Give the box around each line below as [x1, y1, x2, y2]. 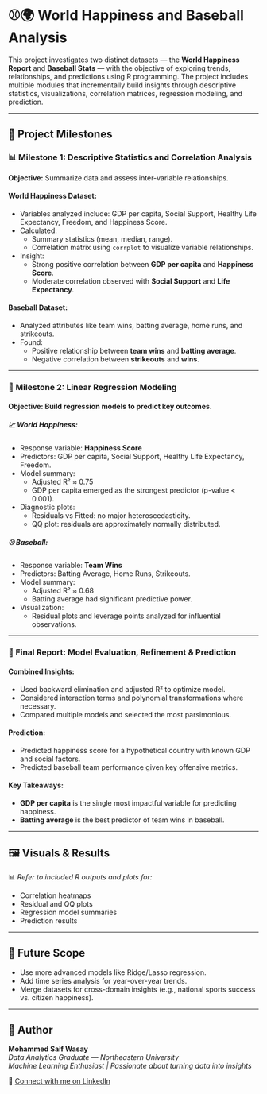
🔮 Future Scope [8, 946, 86, 960]
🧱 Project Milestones [8, 128, 113, 141]
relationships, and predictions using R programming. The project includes [8, 72, 249, 81]
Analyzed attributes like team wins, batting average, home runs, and [19, 321, 243, 331]
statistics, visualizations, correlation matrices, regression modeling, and [8, 88, 243, 98]
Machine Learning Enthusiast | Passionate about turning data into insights [8, 1061, 252, 1071]
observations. [31, 620, 77, 629]
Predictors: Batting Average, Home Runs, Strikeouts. [19, 569, 191, 578]
